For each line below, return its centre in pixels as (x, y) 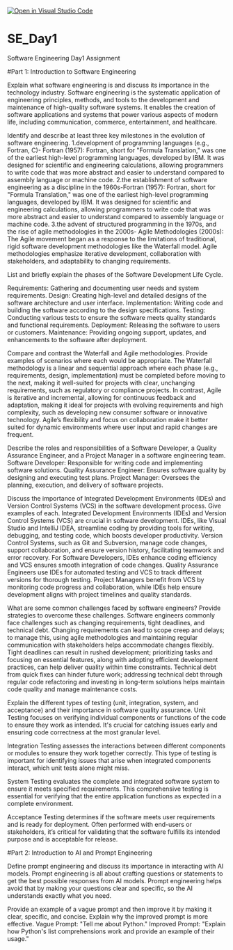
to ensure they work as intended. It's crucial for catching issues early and (112, 725)
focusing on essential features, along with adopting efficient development (113, 659)
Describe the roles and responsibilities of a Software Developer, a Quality (112, 448)
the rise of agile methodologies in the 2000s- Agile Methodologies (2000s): (115, 231)
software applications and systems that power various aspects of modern (113, 114)
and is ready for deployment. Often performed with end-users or (100, 824)
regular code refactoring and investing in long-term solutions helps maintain (116, 682)
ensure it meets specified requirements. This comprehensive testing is (108, 789)
